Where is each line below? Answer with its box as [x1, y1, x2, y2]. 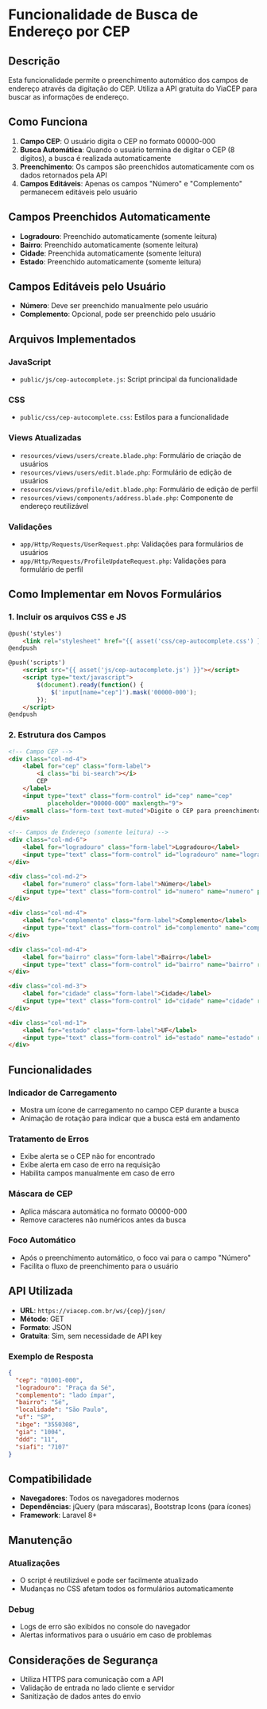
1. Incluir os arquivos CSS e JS [8, 612, 127, 623]
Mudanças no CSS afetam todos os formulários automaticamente [19, 1583, 234, 1594]
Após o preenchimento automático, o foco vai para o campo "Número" [19, 1253, 252, 1262]
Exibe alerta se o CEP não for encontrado [19, 1152, 156, 1161]
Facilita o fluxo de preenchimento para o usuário [19, 1261, 179, 1271]
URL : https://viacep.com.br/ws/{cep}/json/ [19, 1305, 166, 1315]
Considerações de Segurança [8, 1653, 159, 1667]
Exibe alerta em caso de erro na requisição [19, 1160, 161, 1170]
